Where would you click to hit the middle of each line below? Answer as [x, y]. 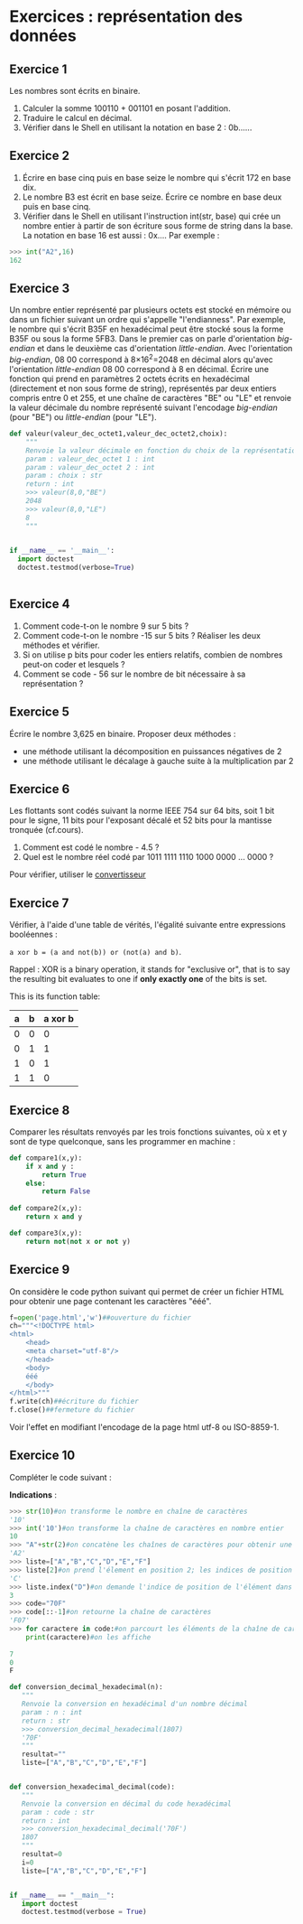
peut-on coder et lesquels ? [74, 664]
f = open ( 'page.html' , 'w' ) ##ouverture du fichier [101, 1317]
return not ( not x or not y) [78, 1241]
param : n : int [52, 1712]
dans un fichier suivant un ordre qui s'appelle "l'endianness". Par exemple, [147, 320]
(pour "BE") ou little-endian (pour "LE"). [83, 417]
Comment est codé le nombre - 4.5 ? [91, 847]
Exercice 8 [40, 1110]
